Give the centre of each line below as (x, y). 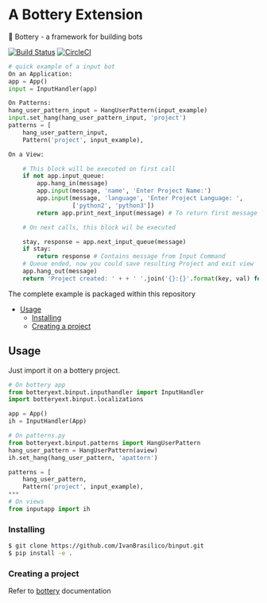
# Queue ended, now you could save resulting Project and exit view (138, 264)
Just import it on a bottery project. (64, 370)
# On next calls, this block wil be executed (99, 227)
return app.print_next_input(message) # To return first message (147, 213)
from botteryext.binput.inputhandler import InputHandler (106, 392)
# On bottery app (37, 385)
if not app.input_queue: (64, 176)
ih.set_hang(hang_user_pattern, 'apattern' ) (83, 458)
